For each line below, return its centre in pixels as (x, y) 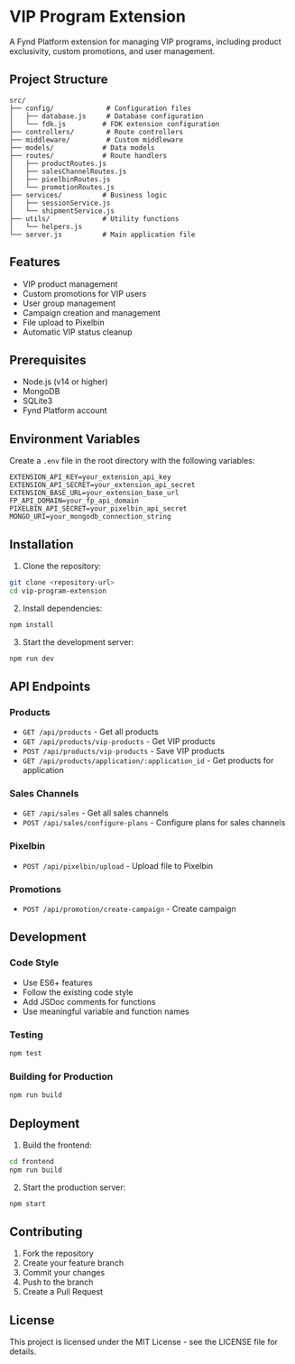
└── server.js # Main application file (102, 235)
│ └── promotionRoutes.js (62, 187)
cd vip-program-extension (58, 591)
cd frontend (32, 1161)
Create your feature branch (73, 1263)
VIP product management (70, 284)
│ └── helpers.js (46, 226)
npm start (28, 1203)
